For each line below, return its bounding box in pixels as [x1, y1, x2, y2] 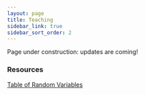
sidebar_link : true [7, 23, 63, 29]
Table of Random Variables [7, 80, 83, 89]
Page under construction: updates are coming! [7, 48, 138, 56]
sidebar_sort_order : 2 [7, 29, 72, 36]
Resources [7, 65, 44, 74]
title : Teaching [7, 16, 53, 23]
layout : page [7, 10, 44, 17]
